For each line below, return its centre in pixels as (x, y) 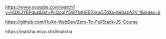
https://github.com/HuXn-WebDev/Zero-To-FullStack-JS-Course (72, 22)
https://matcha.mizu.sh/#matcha (39, 31)
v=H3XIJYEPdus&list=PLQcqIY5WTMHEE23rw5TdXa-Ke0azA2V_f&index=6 (83, 12)
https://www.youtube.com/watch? (40, 7)
